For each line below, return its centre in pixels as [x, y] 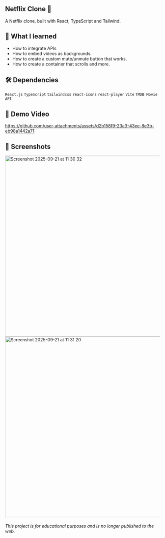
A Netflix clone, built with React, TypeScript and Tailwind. [63, 21]
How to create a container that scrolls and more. [61, 64]
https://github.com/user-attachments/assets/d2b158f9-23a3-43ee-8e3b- [80, 126]
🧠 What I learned [31, 37]
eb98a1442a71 [20, 131]
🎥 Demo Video [27, 114]
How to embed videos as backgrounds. [52, 53]
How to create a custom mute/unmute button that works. [69, 59]
